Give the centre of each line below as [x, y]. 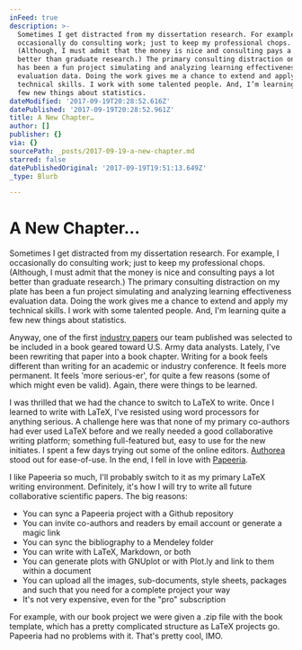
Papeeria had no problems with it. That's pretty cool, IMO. [116, 636]
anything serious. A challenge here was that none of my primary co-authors [150, 422]
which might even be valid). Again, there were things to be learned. [133, 385]
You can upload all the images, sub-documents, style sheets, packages [155, 581]
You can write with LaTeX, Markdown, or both [107, 552]
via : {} [24, 143]
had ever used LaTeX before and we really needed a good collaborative [142, 431]
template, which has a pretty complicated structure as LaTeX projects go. [145, 627]
